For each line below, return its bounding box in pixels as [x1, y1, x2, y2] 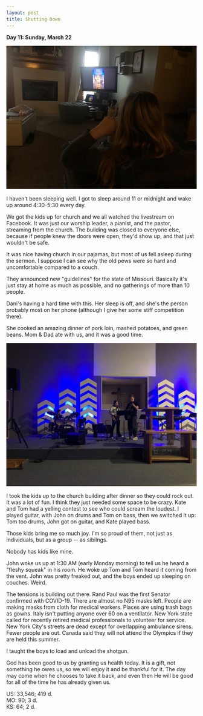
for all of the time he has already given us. [6, 678, 111, 686]
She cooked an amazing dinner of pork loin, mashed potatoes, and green [6, 324, 188, 331]
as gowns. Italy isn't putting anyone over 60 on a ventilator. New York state [6, 609, 193, 617]
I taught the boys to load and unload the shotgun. [6, 647, 129, 654]
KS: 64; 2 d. [6, 703, 36, 710]
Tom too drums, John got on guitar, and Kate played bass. [6, 518, 151, 525]
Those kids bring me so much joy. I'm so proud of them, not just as [6, 529, 173, 537]
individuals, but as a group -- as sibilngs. [6, 536, 108, 543]
